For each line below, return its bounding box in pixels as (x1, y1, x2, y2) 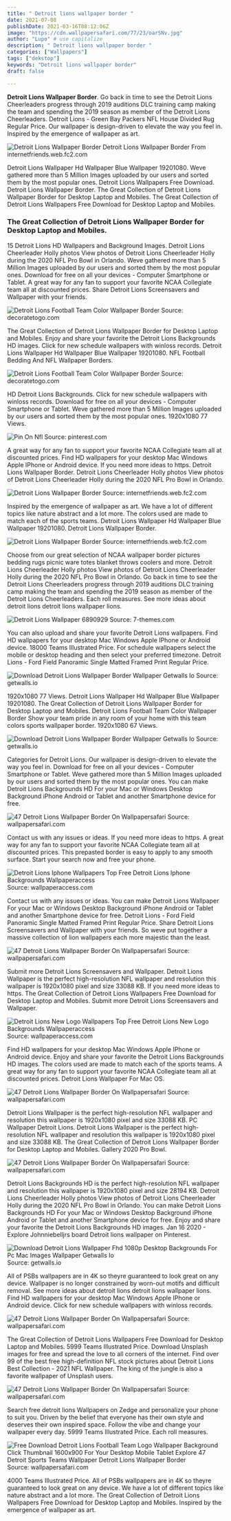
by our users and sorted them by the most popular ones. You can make (7, 777, 208, 786)
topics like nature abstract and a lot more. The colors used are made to (7, 509, 208, 518)
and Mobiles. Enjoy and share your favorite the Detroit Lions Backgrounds (7, 334, 216, 342)
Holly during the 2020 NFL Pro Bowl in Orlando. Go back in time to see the (7, 573, 218, 581)
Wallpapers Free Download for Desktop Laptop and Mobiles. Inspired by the (7, 1498, 222, 1507)
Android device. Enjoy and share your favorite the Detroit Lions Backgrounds (7, 1052, 224, 1061)
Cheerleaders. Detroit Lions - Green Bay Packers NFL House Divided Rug (7, 114, 214, 123)
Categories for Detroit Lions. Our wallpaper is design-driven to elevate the (7, 755, 217, 764)
